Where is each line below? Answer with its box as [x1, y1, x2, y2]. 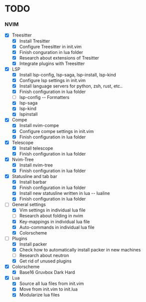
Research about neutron [19, 252, 69, 258]
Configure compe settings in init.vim [19, 128, 94, 134]
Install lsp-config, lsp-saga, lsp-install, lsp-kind [19, 71, 117, 77]
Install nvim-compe [19, 122, 59, 128]
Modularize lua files [19, 292, 60, 298]
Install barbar [19, 179, 47, 185]
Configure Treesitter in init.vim [19, 43, 82, 49]
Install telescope [19, 145, 53, 151]
